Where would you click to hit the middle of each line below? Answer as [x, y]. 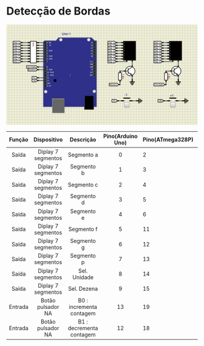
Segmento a [83, 155]
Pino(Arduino [120, 136]
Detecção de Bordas [58, 11]
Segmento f [83, 229]
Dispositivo [48, 139]
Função [19, 139]
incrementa [83, 307]
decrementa [83, 328]
